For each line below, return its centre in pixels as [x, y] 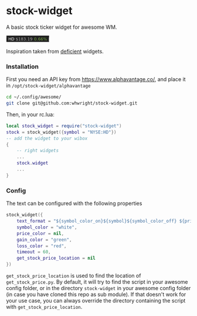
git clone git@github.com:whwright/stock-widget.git [72, 103]
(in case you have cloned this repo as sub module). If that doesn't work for [96, 294]
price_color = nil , [40, 233]
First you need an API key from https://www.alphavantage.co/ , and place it [96, 79]
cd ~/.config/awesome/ [34, 97]
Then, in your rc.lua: [30, 114]
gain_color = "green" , [44, 240]
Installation [23, 66]
